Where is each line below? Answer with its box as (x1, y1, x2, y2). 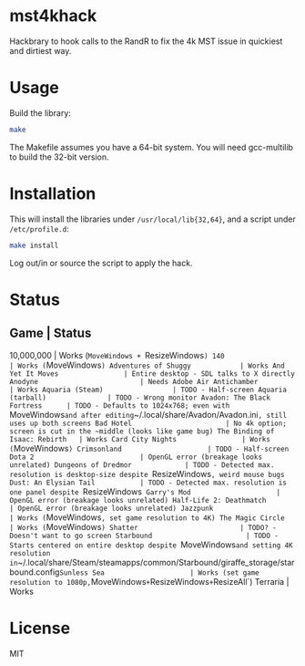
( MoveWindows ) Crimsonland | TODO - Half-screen (9, 442, 290, 453)
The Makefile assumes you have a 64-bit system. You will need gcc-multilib (9, 141, 294, 152)
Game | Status (9, 326, 92, 341)
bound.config (9, 567, 60, 578)
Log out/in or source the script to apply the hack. (9, 257, 193, 268)
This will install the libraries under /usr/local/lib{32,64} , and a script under (9, 213, 296, 224)
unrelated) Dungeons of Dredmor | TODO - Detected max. (9, 460, 275, 470)
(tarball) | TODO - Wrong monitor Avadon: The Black (9, 393, 271, 402)
